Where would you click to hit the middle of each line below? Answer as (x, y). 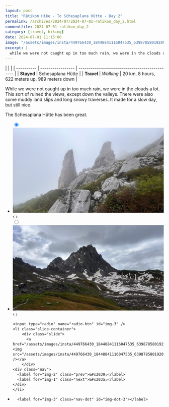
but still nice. (18, 105)
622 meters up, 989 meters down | (41, 79)
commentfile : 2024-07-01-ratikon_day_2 (47, 27)
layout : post (19, 11)
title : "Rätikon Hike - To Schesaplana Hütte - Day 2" (64, 16)
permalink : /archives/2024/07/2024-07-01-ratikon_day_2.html (71, 21)
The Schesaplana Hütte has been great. (46, 114)
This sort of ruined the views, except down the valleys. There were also (79, 94)
